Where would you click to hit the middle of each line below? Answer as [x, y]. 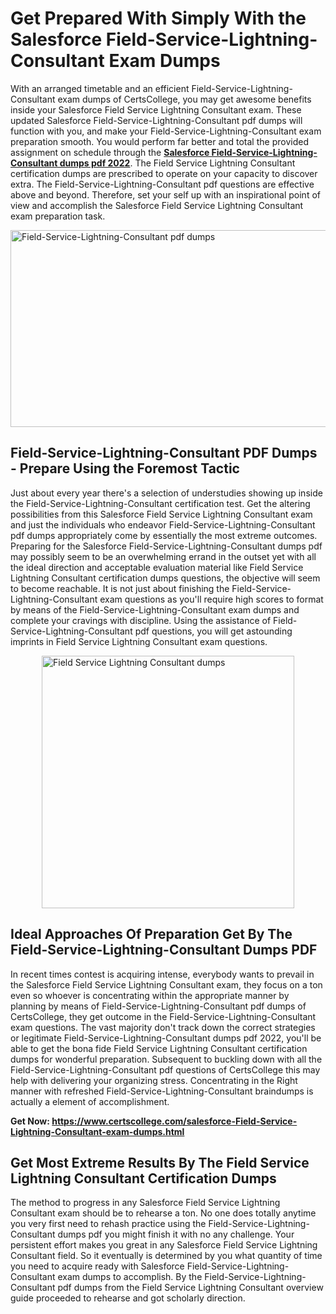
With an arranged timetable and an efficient [100, 88]
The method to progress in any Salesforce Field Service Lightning [145, 1203]
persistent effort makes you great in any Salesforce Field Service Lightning [164, 1245]
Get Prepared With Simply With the [158, 18]
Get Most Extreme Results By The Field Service [160, 1162]
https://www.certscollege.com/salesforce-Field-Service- [174, 1121]
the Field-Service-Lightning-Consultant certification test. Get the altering [160, 503]
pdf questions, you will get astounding [213, 631]
